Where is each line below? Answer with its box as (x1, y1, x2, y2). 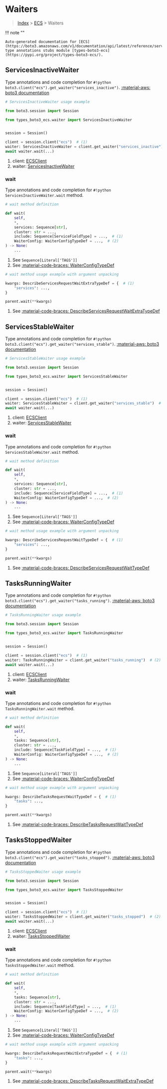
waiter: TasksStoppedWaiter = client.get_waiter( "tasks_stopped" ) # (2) (5, 914, 162, 920)
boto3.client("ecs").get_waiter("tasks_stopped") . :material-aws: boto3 (5, 854, 155, 860)
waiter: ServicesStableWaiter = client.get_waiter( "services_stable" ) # (5, 401, 162, 406)
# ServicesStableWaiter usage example (5, 356, 85, 361)
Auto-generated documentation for (5, 39, 77, 44)
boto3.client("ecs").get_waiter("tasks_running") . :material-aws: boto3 (5, 598, 155, 604)
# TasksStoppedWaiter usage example (5, 869, 81, 874)
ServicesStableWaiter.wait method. (5, 449, 80, 455)
